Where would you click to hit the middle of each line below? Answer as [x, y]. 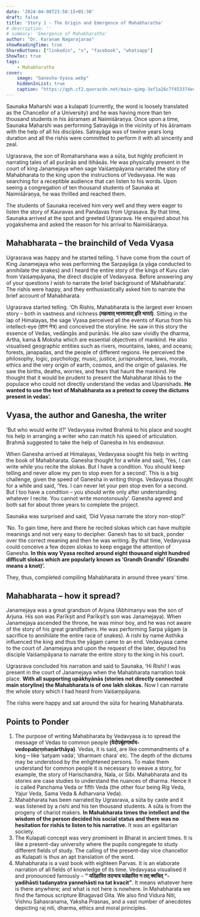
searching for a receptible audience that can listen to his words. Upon [92, 181]
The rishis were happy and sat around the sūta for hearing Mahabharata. [95, 703]
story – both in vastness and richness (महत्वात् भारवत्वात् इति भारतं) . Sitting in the [97, 313]
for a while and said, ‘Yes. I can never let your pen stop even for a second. [97, 485]
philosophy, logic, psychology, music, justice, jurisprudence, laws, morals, [97, 358]
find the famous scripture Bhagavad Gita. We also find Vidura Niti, [96, 896]
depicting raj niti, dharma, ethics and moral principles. [81, 908]
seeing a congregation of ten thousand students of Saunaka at [83, 187]
